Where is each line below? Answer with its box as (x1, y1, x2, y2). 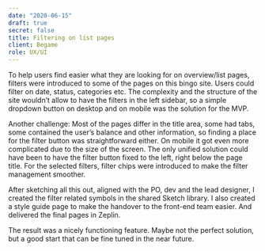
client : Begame (8, 41, 59, 49)
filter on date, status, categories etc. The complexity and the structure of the (8, 87, 258, 96)
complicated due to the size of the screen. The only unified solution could (8, 144, 248, 154)
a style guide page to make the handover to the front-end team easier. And (8, 202, 252, 211)
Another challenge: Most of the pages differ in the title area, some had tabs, (8, 120, 256, 128)
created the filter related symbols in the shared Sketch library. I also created (8, 193, 256, 203)
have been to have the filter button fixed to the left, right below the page (8, 153, 243, 162)
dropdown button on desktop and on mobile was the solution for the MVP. (8, 104, 249, 113)
